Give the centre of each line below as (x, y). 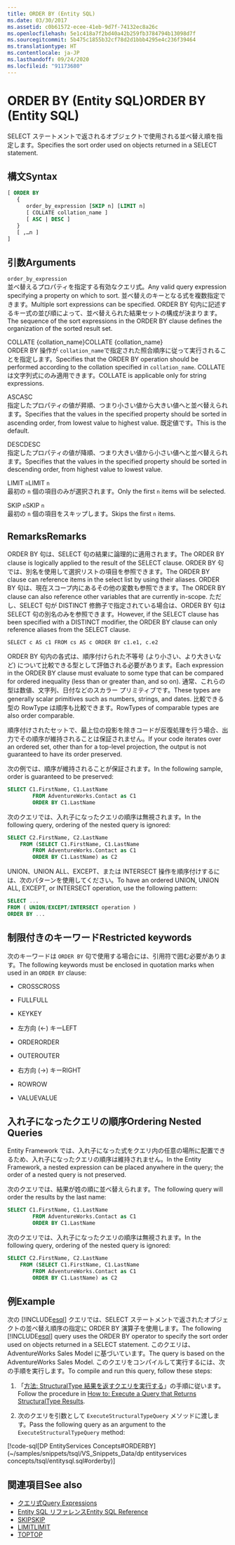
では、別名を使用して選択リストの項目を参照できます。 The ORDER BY (109, 572)
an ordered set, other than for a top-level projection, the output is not (107, 747)
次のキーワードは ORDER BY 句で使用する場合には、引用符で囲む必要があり (114, 956)
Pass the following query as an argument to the (98, 1425)
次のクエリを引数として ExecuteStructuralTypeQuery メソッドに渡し (115, 1416)
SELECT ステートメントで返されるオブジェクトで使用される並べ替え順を (112, 136)
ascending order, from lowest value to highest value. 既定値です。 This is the (117, 423)
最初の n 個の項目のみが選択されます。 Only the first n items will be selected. (116, 492)
